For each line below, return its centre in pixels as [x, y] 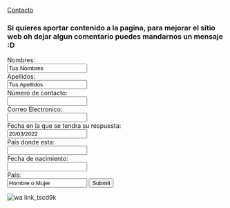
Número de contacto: [37, 93]
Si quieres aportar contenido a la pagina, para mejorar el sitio [111, 28]
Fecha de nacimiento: [38, 159]
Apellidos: [21, 77]
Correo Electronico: [35, 109]
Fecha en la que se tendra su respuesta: [64, 126]
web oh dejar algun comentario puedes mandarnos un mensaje [115, 36]
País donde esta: [31, 142]
